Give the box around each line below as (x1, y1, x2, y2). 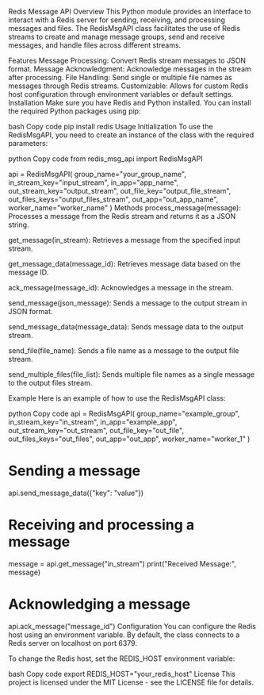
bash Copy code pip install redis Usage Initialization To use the (8, 122, 213, 131)
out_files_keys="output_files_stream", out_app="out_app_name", (8, 194, 219, 204)
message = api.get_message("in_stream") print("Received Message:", (8, 559, 236, 568)
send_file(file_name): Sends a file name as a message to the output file (8, 346, 239, 355)
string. (8, 220, 29, 229)
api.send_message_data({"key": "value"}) (8, 488, 144, 497)
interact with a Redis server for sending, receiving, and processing (8, 15, 226, 25)
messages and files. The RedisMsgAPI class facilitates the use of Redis (8, 24, 240, 33)
